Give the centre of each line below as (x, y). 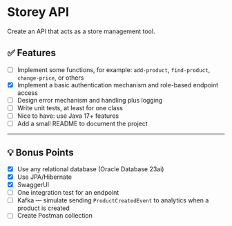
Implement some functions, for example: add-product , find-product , (114, 69)
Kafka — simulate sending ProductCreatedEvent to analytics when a (113, 200)
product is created (43, 208)
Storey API (38, 12)
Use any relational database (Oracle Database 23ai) (90, 169)
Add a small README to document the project (83, 124)
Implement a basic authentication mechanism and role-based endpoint (118, 85)
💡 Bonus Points (40, 152)
